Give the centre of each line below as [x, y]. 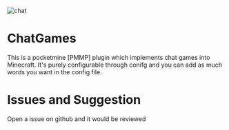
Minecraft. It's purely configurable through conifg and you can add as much [115, 65]
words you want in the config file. [54, 72]
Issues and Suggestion [74, 100]
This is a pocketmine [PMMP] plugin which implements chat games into [109, 57]
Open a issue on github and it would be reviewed [77, 119]
